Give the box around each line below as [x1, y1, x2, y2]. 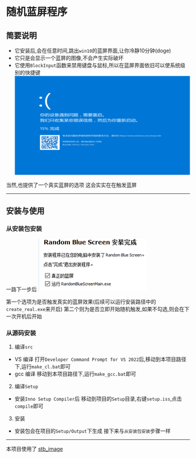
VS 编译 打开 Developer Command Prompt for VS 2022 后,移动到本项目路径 [14, 356, 187, 363]
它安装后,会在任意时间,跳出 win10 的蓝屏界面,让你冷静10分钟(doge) [14, 47, 171, 54]
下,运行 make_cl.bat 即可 [14, 363, 71, 370]
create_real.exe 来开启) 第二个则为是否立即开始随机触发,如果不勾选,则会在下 [6, 305, 190, 312]
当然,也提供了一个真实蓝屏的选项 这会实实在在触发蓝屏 [6, 182, 137, 189]
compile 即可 [14, 402, 44, 410]
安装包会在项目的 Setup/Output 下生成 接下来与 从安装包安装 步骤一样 [14, 428, 171, 435]
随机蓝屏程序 [6, 5, 68, 19]
